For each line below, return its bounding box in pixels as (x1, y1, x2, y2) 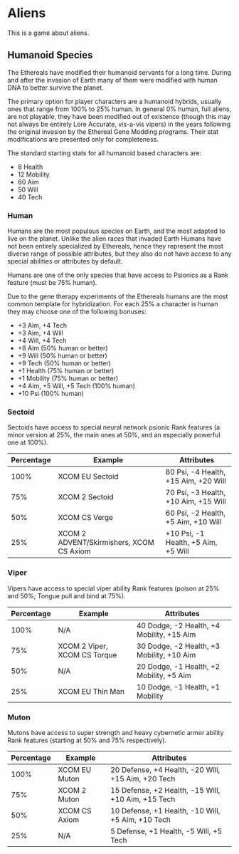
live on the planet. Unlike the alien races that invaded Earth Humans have (7, 234, 222, 243)
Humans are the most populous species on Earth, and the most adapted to (7, 226, 225, 236)
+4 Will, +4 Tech (17, 336, 67, 345)
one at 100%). (7, 438, 48, 447)
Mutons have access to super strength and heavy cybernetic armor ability (7, 728, 224, 736)
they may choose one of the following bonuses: (7, 308, 147, 316)
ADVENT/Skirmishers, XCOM (58, 538, 154, 548)
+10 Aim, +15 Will (165, 496, 226, 506)
